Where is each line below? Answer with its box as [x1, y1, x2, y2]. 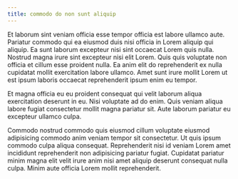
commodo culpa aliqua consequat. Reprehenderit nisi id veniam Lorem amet [7, 140, 232, 150]
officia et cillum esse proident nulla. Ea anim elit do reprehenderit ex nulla [7, 60, 222, 68]
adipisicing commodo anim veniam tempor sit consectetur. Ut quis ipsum [7, 133, 221, 142]
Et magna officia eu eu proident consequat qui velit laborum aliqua [7, 89, 202, 98]
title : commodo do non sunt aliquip [7, 10, 116, 18]
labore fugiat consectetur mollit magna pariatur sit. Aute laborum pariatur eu [7, 104, 231, 113]
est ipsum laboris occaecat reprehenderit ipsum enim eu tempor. [7, 76, 197, 84]
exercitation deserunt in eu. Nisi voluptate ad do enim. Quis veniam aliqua [7, 97, 223, 106]
